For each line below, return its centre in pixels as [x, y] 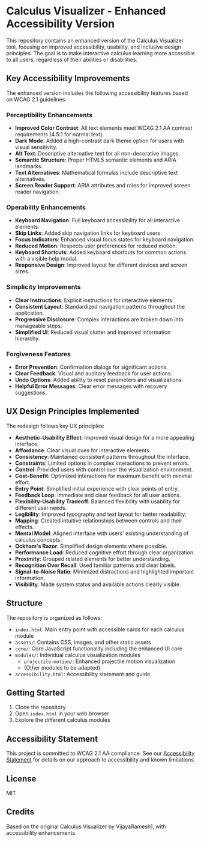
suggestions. [31, 392]
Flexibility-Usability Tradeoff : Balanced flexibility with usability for [97, 501]
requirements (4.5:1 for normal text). [59, 135]
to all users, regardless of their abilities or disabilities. [72, 59]
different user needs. [41, 507]
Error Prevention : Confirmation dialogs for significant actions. [91, 367]
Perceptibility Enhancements [49, 115]
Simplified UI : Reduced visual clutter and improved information [93, 332]
